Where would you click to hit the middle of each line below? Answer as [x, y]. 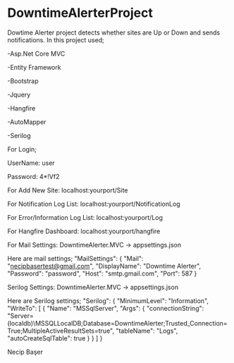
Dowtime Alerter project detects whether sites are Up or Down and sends [114, 32]
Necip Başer [25, 352]
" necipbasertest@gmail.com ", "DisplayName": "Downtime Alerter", [104, 266]
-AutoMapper [27, 122]
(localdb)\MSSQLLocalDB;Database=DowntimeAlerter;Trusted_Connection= [117, 323]
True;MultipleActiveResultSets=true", [61, 331]
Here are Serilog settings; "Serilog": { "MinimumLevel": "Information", [108, 300]
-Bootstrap [23, 81]
